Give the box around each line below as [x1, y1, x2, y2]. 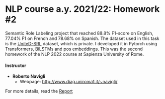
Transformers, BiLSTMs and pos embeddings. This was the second [5, 46, 143, 52]
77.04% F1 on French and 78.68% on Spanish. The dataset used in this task [5, 35, 160, 41]
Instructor [5, 63, 26, 68]
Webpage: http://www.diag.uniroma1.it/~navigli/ [19, 79, 118, 85]
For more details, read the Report [5, 88, 73, 94]
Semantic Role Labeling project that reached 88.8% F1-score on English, [5, 30, 154, 36]
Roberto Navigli [12, 73, 46, 79]
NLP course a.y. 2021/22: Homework [5, 3, 160, 15]
